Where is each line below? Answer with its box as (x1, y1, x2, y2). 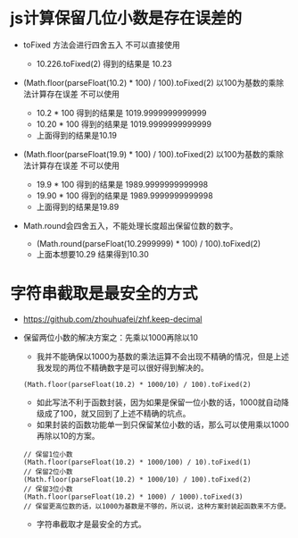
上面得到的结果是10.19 (36, 130, 117, 140)
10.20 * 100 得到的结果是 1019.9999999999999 (36, 118, 212, 130)
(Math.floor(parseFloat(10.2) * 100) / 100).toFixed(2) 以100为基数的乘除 (22, 77, 285, 88)
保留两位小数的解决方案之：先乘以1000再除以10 (22, 332, 199, 342)
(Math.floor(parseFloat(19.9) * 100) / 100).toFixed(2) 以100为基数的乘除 (22, 148, 285, 159)
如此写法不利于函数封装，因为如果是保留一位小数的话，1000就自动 (36, 397, 282, 408)
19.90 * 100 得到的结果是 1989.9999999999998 (36, 189, 213, 201)
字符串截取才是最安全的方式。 (36, 518, 146, 529)
